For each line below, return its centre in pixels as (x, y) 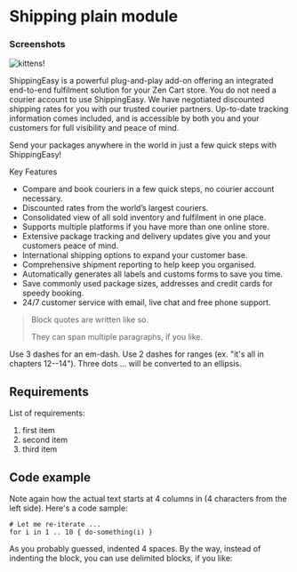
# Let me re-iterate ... (55, 525)
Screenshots (37, 44)
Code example (50, 477)
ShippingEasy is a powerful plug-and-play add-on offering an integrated (141, 81)
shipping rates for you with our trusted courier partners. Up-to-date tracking (149, 109)
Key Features (33, 172)
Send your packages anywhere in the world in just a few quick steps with (143, 145)
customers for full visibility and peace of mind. (94, 128)
